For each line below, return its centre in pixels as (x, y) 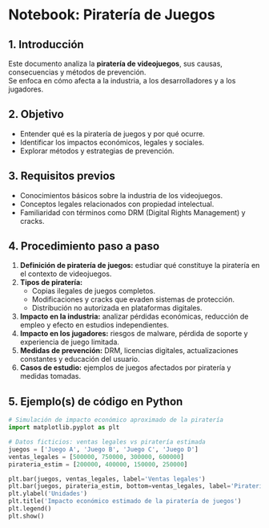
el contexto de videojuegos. (66, 274)
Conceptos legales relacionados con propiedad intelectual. (117, 204)
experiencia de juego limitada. (70, 342)
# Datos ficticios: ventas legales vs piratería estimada (107, 442)
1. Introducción (46, 45)
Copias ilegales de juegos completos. (94, 291)
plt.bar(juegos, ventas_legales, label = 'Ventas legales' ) (107, 479)
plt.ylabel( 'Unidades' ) (48, 494)
